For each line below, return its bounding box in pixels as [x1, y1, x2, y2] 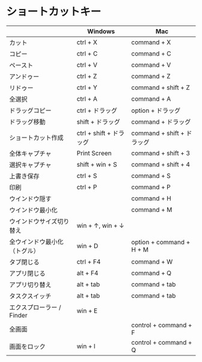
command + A [131, 94, 171, 103]
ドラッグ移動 [9, 118, 46, 126]
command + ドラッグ [131, 118, 191, 126]
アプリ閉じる [9, 269, 46, 278]
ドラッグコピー [9, 106, 52, 115]
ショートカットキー [6, 5, 102, 19]
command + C [131, 49, 171, 57]
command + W [131, 257, 173, 265]
